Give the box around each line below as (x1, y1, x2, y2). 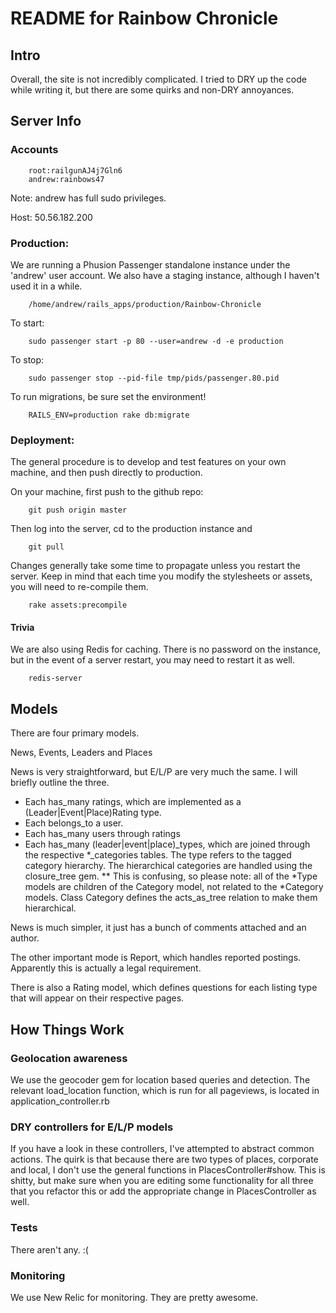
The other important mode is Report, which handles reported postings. (10, 952, 302, 964)
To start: (10, 317, 45, 329)
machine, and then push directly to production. (10, 467, 203, 479)
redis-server (28, 673, 83, 684)
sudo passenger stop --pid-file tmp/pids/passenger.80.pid (28, 373, 280, 383)
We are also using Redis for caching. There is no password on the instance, (10, 643, 322, 656)
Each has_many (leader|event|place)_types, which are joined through (24, 838, 311, 851)
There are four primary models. (10, 727, 140, 739)
